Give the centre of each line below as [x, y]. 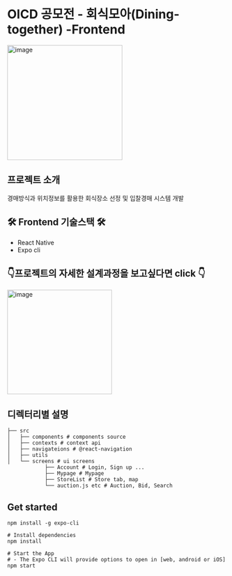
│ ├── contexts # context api [54, 443]
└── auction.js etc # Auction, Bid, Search [108, 486]
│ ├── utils [28, 456]
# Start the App [31, 554]
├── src [18, 431]
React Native [36, 242]
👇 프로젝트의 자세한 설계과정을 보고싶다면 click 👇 [106, 273]
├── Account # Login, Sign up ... [94, 467]
